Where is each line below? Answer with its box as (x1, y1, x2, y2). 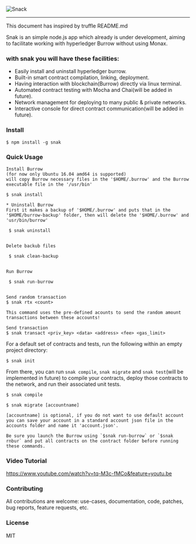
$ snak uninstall (8, 227, 51, 234)
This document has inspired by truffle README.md (6, 22, 128, 29)
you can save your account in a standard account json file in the (6, 418, 174, 423)
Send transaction (6, 325, 48, 331)
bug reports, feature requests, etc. (6, 504, 89, 511)
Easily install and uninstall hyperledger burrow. (14, 68, 127, 75)
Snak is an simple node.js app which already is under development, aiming (6, 34, 185, 40)
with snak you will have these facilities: (6, 54, 120, 63)
